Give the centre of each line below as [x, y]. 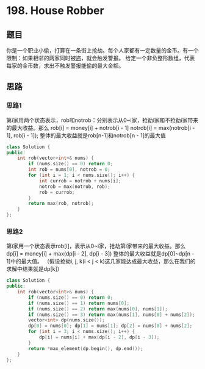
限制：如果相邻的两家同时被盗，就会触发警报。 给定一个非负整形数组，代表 [101, 58]
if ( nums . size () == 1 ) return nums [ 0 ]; [79, 303]
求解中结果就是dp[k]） [34, 269]
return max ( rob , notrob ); [61, 204]
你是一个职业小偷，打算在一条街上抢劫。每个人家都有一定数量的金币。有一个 [103, 50]
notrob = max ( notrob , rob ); [75, 187]
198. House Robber [56, 11]
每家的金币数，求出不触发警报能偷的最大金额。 [65, 66]
